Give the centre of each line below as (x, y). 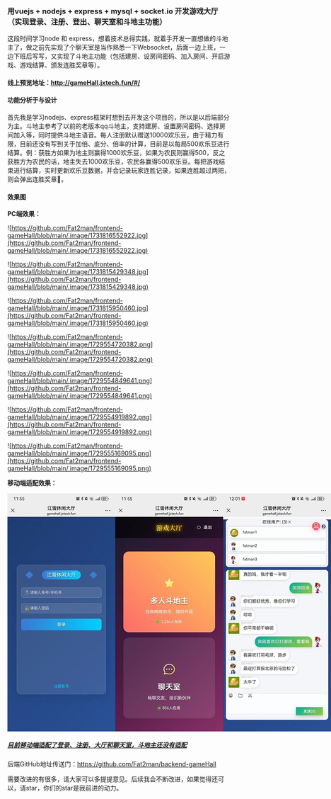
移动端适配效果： (32, 483)
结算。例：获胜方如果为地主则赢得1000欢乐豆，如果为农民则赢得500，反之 (116, 153)
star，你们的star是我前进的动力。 (74, 788)
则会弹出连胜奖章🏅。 (37, 179)
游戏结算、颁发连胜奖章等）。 (62, 65)
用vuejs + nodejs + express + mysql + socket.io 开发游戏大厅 (113, 11)
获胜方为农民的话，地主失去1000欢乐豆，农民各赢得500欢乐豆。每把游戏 (113, 161)
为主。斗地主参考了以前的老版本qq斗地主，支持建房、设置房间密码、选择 (114, 126)
